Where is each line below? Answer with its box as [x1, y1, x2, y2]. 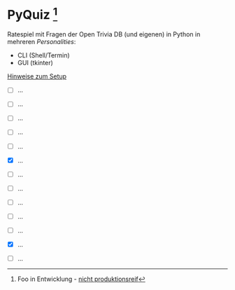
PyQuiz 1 [7, 4, 58, 23]
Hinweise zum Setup [7, 72, 67, 81]
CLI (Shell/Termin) [17, 51, 70, 60]
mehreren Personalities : [7, 38, 76, 46]
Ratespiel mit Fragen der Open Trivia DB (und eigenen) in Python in [7, 30, 201, 39]
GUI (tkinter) [17, 59, 54, 67]
